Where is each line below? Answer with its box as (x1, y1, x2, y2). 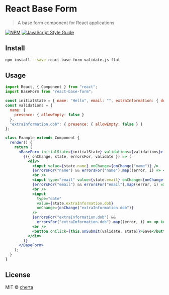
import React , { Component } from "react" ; (5, 84, 98, 89)
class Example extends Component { (5, 135, 80, 141)
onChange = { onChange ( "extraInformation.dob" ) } (37, 206, 134, 211)
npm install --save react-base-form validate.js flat (5, 57, 121, 62)
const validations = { (5, 103, 53, 108)
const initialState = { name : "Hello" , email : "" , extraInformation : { (5, 99, 158, 104)
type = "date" (37, 196, 62, 201)
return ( (14, 145, 33, 150)
